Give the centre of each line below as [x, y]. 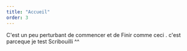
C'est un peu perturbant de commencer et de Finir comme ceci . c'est [93, 35]
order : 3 [17, 18]
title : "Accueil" [28, 12]
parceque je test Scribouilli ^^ [43, 41]
